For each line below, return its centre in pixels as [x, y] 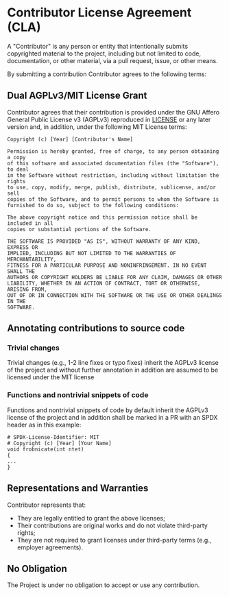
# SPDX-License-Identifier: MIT [53, 437]
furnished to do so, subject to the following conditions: [93, 205]
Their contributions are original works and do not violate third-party [112, 525]
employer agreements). [50, 547]
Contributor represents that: [47, 505]
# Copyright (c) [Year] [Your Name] [59, 443]
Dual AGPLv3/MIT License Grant [77, 96]
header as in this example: [44, 425]
